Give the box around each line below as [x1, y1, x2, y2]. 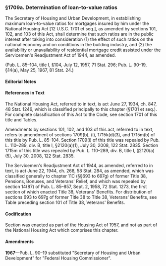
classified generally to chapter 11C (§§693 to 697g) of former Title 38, [5, 173, 147, 179]
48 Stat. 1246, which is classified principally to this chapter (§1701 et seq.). [5, 106, 157, 112]
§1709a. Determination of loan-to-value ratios [5, 4, 117, 11]
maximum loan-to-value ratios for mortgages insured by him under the [5, 20, 149, 26]
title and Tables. [5, 117, 38, 123]
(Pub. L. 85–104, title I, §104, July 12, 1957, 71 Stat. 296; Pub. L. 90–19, [5, 62, 147, 68]
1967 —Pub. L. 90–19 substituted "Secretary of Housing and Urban [5, 250, 141, 256]
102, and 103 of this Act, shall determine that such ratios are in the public [5, 31, 154, 37]
